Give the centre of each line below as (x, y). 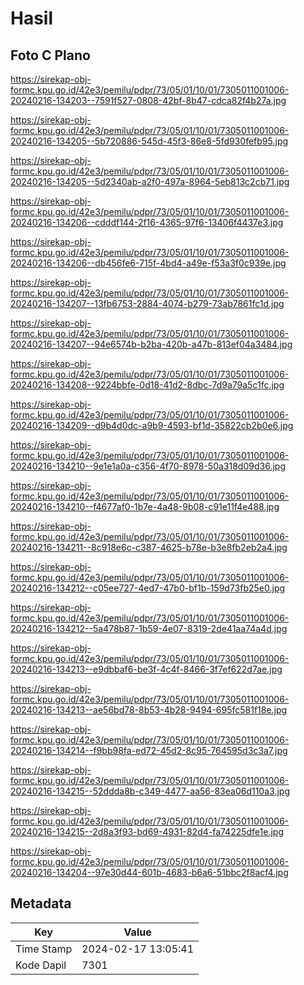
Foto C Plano (50, 55)
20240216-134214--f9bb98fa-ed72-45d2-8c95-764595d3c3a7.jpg (149, 750)
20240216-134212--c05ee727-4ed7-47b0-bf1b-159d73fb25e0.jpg (148, 588)
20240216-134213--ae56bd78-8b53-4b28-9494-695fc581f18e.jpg (149, 710)
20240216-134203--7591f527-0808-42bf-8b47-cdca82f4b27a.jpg (148, 100)
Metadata (41, 903)
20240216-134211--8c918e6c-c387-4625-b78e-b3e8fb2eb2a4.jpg (149, 547)
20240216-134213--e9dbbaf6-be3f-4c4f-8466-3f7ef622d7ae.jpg (146, 669)
